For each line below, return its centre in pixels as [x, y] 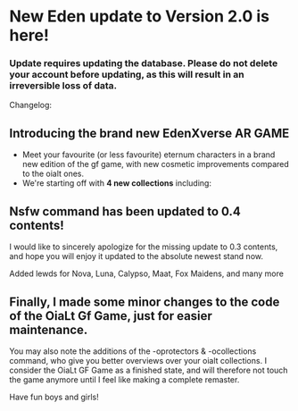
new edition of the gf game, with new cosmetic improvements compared [156, 164]
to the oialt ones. [53, 174]
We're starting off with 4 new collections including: [117, 183]
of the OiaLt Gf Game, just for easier [111, 316]
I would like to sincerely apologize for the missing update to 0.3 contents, [144, 247]
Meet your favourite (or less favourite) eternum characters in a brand [149, 155]
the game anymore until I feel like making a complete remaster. [124, 379]
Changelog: [30, 105]
